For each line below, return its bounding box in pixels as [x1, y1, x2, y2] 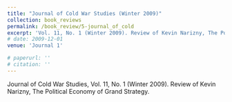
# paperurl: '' [7, 54, 51, 62]
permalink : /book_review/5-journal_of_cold [7, 23, 135, 30]
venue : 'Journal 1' [7, 42, 64, 49]
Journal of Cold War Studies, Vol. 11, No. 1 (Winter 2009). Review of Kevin [7, 80, 216, 88]
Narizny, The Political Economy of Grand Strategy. [7, 87, 150, 95]
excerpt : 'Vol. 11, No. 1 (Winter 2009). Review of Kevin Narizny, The [7, 29, 217, 37]
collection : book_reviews [7, 17, 81, 23]
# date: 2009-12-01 [7, 36, 64, 43]
